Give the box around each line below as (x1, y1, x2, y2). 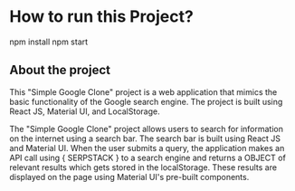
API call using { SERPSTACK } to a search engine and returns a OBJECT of (9, 152, 287, 163)
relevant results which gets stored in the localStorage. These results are (9, 161, 278, 173)
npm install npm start (9, 36, 89, 47)
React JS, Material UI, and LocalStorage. (9, 106, 160, 117)
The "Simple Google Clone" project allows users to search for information (9, 123, 283, 134)
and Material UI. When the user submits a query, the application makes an (9, 142, 285, 153)
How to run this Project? (9, 6, 195, 27)
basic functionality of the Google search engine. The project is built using (9, 96, 283, 107)
